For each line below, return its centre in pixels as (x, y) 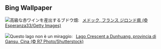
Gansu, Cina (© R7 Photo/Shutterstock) (44, 41)
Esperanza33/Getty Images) (33, 25)
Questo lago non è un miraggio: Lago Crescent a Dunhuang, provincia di (83, 36)
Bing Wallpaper (29, 8)
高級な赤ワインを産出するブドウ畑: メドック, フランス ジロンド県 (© (79, 20)
